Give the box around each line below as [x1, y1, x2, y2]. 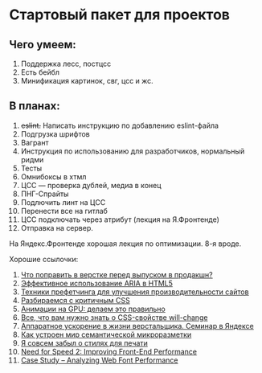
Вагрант [20, 137, 49, 147]
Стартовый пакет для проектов [9, 6, 230, 24]
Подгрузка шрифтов [20, 129, 91, 138]
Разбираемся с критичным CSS [20, 295, 131, 305]
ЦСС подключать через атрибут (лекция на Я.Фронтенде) [20, 215, 220, 224]
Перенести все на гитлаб [20, 206, 108, 215]
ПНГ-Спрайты [20, 189, 69, 199]
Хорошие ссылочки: [9, 254, 79, 264]
